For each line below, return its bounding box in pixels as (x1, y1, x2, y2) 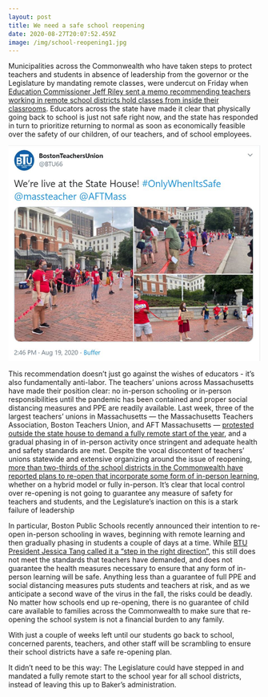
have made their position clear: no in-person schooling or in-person (8, 386, 232, 396)
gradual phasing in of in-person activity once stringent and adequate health (8, 437, 258, 447)
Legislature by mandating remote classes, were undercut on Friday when (8, 79, 249, 88)
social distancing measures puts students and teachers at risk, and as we (8, 581, 250, 590)
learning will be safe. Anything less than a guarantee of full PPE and (33, 572, 257, 582)
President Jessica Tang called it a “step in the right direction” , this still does (8, 546, 256, 557)
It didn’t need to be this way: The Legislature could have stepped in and (8, 663, 244, 673)
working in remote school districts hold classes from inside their (8, 95, 219, 105)
